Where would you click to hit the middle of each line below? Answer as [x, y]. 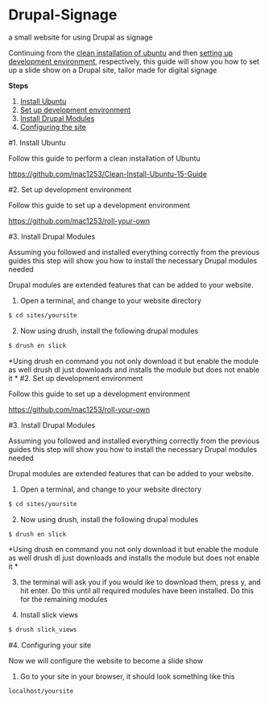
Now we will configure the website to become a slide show [106, 661]
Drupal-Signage [63, 15]
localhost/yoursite [41, 692]
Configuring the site [53, 127]
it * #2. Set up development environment [76, 378]
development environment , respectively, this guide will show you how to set [134, 61]
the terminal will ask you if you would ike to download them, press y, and [141, 582]
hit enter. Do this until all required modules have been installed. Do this [137, 591]
